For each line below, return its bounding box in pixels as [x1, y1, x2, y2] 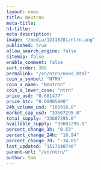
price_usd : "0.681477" [6, 93, 63, 99]
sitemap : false [6, 54, 44, 60]
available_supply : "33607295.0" [6, 121, 87, 127]
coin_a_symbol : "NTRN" [6, 76, 63, 82]
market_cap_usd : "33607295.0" [6, 110, 82, 116]
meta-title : [6, 20, 36, 26]
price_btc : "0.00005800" [6, 98, 69, 104]
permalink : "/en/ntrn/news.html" [6, 71, 90, 77]
